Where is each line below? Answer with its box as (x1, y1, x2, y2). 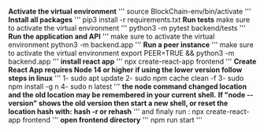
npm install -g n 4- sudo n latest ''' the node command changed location (8, 82, 247, 91)
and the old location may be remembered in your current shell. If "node (8, 90, 246, 99)
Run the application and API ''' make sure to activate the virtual (8, 31, 215, 41)
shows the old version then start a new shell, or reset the (38, 98, 229, 108)
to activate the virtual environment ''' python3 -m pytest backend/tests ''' (8, 24, 246, 32)
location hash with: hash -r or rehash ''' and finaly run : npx (8, 107, 205, 116)
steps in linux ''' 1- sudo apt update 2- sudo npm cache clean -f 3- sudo (8, 74, 244, 82)
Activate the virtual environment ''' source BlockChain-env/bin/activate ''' (8, 7, 251, 16)
